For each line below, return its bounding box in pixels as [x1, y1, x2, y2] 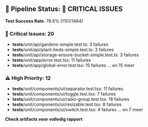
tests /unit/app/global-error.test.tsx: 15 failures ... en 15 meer [12, 63, 135, 68]
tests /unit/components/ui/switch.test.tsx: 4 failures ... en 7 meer [12, 107, 143, 113]
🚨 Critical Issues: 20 [5, 30, 54, 37]
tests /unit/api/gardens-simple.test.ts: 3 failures [12, 41, 109, 47]
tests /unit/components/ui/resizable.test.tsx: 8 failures [12, 101, 122, 107]
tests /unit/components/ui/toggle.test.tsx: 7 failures [12, 91, 116, 97]
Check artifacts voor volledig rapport [5, 116, 83, 122]
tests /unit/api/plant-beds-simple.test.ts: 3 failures [12, 47, 114, 53]
